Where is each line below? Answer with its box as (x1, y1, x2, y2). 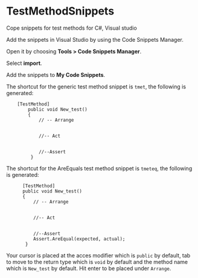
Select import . (6, 59, 42, 67)
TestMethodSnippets (6, 4, 115, 18)
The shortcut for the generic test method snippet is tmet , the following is (6, 83, 186, 90)
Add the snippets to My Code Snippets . (6, 71, 106, 78)
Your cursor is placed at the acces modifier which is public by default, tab (6, 251, 191, 259)
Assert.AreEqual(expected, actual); (33, 236, 126, 242)
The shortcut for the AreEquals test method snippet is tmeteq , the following (6, 165, 193, 172)
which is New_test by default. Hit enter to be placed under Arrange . (6, 265, 171, 272)
